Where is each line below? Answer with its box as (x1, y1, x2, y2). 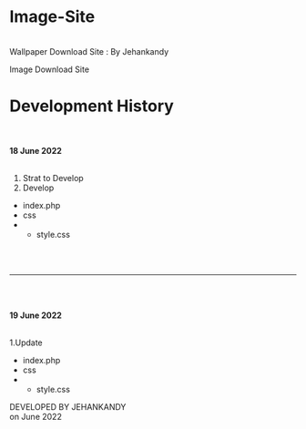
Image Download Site (9, 64, 89, 75)
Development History (9, 96, 175, 117)
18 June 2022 (9, 145, 62, 156)
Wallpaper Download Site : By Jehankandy (9, 46, 169, 56)
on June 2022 (9, 411, 62, 422)
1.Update (9, 337, 43, 348)
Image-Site (9, 6, 96, 27)
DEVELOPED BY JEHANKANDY (9, 401, 127, 412)
